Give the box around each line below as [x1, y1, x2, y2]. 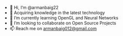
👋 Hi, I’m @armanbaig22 [9, 5, 59, 10]
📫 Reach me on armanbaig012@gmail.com [9, 26, 97, 31]
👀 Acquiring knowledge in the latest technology [9, 10, 105, 16]
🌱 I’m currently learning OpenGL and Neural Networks [9, 15, 119, 20]
